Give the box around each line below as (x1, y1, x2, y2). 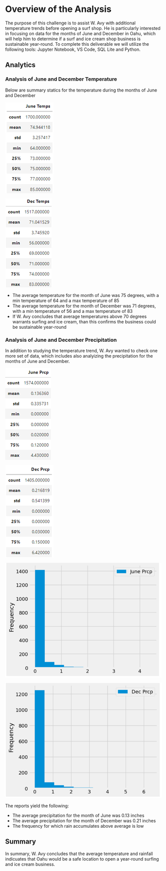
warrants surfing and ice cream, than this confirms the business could (12, 318, 157, 324)
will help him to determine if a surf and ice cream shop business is (5, 36, 141, 42)
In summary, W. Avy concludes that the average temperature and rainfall (5, 851, 153, 857)
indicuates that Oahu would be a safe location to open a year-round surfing (5, 856, 159, 862)
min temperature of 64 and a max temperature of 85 (12, 297, 119, 303)
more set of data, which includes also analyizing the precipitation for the (5, 353, 153, 359)
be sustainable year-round (12, 324, 67, 330)
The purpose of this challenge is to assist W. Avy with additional (5, 20, 136, 26)
